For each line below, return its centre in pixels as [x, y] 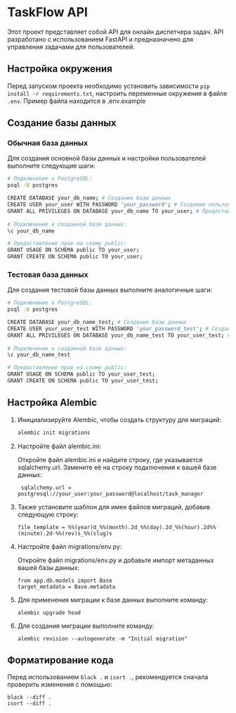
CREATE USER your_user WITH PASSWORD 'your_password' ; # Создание [106, 205]
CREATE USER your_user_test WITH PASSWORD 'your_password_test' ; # [108, 328]
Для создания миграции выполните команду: [86, 626]
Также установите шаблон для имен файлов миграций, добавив [114, 507]
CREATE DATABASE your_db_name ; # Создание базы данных [89, 198]
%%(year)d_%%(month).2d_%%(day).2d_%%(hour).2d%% [142, 527]
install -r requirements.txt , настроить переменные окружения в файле [117, 93]
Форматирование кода [60, 661]
